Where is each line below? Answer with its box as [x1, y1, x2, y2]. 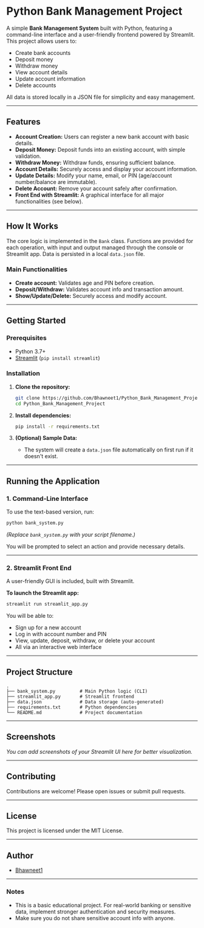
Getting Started [6, 316, 66, 326]
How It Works [6, 221, 59, 232]
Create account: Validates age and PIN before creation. [15, 279, 155, 286]
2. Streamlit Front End [6, 564, 72, 572]
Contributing [6, 771, 56, 782]
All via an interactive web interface [15, 643, 102, 651]
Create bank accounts [15, 49, 71, 56]
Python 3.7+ [15, 347, 46, 355]
